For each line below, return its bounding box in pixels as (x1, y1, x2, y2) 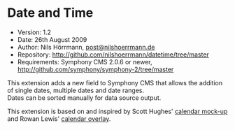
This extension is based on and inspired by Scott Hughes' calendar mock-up (7, 107, 228, 115)
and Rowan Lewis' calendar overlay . (7, 114, 111, 123)
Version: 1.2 (17, 28, 51, 36)
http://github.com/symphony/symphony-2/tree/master (17, 65, 174, 73)
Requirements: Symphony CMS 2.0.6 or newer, (17, 57, 152, 66)
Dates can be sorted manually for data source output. (7, 93, 162, 102)
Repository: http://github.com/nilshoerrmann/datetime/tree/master (17, 50, 210, 59)
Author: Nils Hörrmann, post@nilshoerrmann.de (17, 43, 155, 51)
